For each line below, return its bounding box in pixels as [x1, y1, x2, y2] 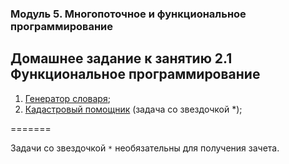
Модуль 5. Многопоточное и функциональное [10, 7, 247, 21]
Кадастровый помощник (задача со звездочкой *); [24, 103, 243, 115]
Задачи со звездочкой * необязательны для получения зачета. [10, 142, 280, 154]
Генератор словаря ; [24, 92, 111, 104]
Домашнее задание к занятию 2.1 [10, 50, 233, 67]
